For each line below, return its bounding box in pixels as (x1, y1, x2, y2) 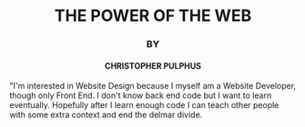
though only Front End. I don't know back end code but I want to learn (9, 90, 272, 101)
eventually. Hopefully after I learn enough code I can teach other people (9, 100, 280, 111)
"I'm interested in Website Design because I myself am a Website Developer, (9, 81, 297, 92)
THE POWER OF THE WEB (54, 5, 252, 26)
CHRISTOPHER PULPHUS (104, 60, 202, 71)
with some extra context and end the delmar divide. (9, 110, 203, 121)
